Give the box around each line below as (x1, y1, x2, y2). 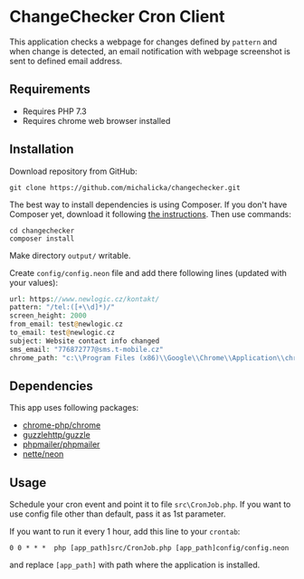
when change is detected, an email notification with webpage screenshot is (9, 45, 291, 56)
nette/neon (22, 449, 64, 460)
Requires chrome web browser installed (22, 115, 171, 126)
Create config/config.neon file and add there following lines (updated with (9, 267, 288, 278)
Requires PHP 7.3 (22, 106, 88, 117)
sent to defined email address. (9, 55, 123, 66)
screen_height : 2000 (9, 311, 88, 320)
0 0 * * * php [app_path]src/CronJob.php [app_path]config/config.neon (9, 544, 290, 553)
